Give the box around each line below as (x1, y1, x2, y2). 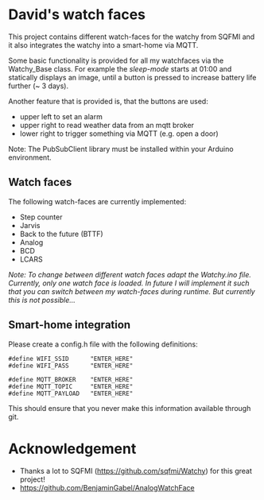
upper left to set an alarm (19, 111, 103, 121)
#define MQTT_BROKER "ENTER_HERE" (8, 375, 134, 383)
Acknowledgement (8, 440, 137, 458)
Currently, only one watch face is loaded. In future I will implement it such (8, 278, 250, 288)
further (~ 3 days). (8, 81, 69, 91)
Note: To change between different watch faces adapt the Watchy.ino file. (8, 269, 252, 279)
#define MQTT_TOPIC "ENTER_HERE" (8, 382, 134, 390)
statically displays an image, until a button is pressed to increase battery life (8, 72, 257, 82)
